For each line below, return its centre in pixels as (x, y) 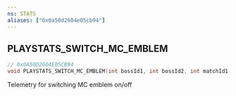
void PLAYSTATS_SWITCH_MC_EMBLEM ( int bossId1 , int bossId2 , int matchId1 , (119, 71)
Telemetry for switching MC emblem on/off (70, 85)
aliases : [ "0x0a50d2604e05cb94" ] (56, 20)
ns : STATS (22, 14)
